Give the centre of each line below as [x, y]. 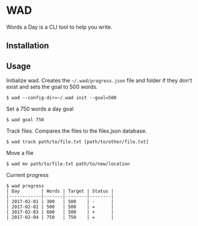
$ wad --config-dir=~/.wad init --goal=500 [61, 98]
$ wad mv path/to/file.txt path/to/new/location [68, 164]
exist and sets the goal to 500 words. [52, 87]
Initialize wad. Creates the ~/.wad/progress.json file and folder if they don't [99, 81]
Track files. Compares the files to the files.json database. [76, 131]
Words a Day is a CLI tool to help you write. [59, 27]
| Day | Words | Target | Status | [60, 191]
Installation [28, 46]
